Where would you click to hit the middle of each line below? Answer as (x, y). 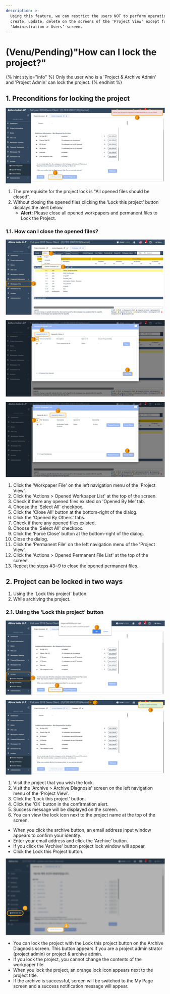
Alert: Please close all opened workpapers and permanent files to (89, 213)
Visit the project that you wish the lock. (53, 782)
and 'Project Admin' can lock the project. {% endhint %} (64, 82)
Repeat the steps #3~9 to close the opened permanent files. (76, 566)
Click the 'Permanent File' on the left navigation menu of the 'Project (84, 544)
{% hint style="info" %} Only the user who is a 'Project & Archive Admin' (81, 77)
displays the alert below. (38, 207)
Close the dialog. (31, 539)
